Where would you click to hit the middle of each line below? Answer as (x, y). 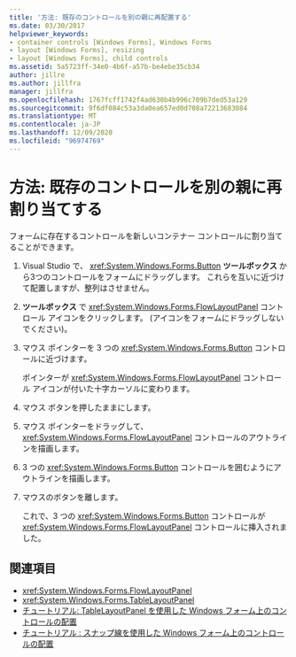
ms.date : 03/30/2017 (47, 26)
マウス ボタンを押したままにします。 (89, 407)
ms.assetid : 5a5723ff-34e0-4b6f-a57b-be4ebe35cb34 (105, 67)
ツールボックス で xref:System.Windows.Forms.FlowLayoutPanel (140, 306)
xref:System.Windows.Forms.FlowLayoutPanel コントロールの (135, 437)
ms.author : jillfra (45, 83)
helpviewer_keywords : (49, 34)
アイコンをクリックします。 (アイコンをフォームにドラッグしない (166, 317)
